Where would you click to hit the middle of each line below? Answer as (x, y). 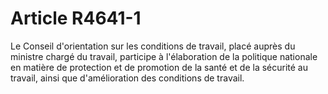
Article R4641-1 (76, 18)
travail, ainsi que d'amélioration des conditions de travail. (127, 78)
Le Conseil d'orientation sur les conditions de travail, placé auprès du (153, 46)
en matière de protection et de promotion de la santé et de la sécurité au (159, 67)
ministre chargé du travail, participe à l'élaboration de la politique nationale (164, 56)
